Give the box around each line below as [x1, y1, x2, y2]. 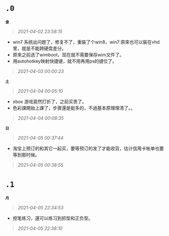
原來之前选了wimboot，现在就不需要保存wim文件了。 [12, 51, 124, 58]
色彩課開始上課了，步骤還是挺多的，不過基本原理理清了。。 [12, 104, 136, 111]
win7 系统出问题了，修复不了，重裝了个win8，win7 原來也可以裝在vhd [12, 39, 160, 45]
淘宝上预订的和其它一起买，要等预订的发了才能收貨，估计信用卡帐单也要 [12, 145, 164, 151]
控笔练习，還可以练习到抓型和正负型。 [12, 215, 93, 221]
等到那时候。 [12, 151, 40, 158]
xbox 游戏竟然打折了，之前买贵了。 [12, 98, 87, 104]
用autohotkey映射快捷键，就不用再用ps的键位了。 [12, 58, 117, 64]
